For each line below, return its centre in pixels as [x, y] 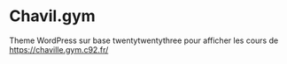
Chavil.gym [52, 16]
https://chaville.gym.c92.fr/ [59, 49]
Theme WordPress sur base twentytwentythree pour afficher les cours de [144, 40]
